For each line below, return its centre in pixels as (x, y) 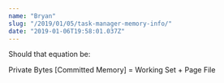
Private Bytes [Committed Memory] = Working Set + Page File (112, 70)
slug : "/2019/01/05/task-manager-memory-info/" (90, 24)
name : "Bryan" (32, 16)
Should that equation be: (50, 55)
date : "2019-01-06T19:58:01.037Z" (67, 31)
